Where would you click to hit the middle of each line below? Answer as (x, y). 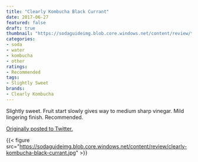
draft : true (21, 28)
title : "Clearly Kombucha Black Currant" (58, 12)
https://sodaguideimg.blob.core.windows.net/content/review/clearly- (103, 146)
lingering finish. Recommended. (45, 117)
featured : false (26, 22)
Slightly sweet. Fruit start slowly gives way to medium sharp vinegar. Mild (95, 111)
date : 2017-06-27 (27, 17)
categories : (21, 39)
